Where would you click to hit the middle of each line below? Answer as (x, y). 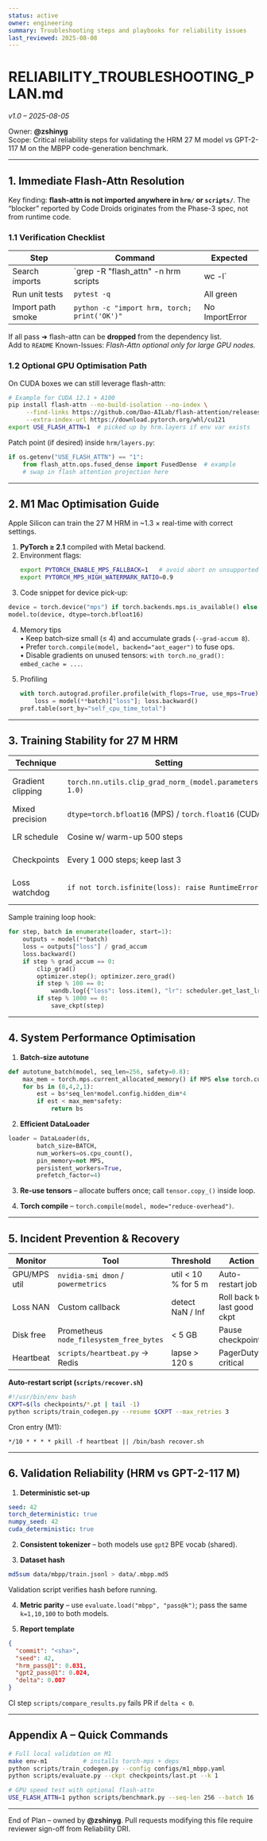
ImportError (226, 317)
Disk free (29, 1335)
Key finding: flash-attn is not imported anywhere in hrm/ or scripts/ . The (129, 200)
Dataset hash (42, 1560)
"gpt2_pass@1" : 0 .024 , (53, 1673)
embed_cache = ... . (51, 663)
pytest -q (92, 294)
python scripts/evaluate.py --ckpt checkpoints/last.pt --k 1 (113, 1776)
